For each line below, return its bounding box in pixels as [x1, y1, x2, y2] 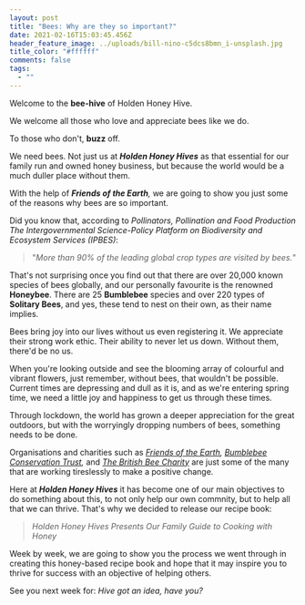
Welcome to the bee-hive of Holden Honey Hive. [9, 97, 193, 108]
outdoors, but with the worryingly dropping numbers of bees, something [9, 419, 280, 430]
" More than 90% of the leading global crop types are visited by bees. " [31, 251, 297, 262]
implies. [9, 308, 39, 319]
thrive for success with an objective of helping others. [9, 567, 212, 579]
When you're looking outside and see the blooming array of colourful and [9, 363, 285, 374]
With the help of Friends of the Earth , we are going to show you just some [9, 188, 289, 199]
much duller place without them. [9, 169, 130, 180]
